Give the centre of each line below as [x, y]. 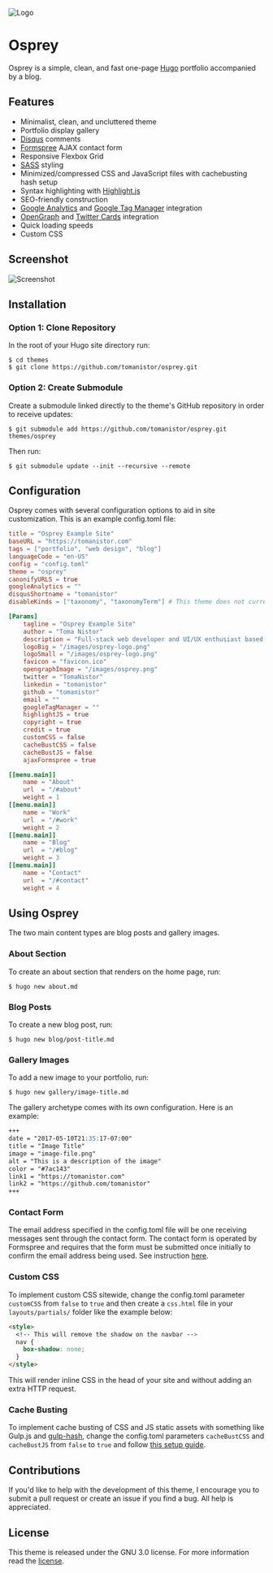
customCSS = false [54, 738]
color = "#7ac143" [39, 1169]
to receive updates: [41, 414]
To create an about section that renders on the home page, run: [115, 972]
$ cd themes [28, 360]
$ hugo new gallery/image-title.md [69, 1093]
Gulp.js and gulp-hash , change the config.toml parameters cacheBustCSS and [136, 1436]
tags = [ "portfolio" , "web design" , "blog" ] [85, 549]
